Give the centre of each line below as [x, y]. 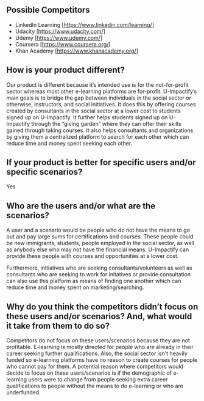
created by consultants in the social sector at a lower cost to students [93, 111]
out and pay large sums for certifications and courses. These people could [100, 237]
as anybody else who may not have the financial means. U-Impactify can [98, 249]
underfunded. [23, 392]
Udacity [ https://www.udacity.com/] [60, 31]
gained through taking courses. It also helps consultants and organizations [100, 130]
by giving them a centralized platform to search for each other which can [98, 136]
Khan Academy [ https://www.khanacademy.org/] [77, 51]
